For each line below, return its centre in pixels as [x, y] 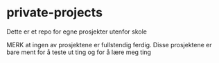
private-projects [55, 13]
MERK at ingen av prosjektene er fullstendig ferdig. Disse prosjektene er [109, 45]
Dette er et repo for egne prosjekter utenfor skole [77, 32]
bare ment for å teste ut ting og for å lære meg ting [79, 52]
